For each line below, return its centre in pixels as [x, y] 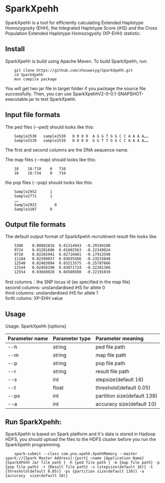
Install [15, 49]
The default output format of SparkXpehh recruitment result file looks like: [81, 237]
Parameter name [28, 339]
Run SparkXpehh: [33, 422]
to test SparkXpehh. [56, 99]
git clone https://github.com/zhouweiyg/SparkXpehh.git [74, 70]
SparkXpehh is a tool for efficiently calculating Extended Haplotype [74, 23]
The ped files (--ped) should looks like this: [49, 127]
